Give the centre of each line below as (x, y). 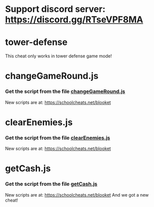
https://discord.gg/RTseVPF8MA (74, 20)
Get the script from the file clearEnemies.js (58, 138)
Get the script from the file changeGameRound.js (65, 92)
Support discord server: (55, 9)
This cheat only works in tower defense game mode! (58, 56)
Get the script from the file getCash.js (51, 184)
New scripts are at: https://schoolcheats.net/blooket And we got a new (77, 195)
